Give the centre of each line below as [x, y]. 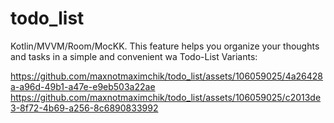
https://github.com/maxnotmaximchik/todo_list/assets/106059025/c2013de [166, 97]
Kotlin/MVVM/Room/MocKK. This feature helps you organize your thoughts [165, 46]
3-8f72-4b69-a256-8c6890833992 [84, 108]
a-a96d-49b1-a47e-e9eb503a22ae [83, 86]
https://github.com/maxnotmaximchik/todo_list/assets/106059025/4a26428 [167, 76]
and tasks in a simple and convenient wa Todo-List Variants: [134, 56]
